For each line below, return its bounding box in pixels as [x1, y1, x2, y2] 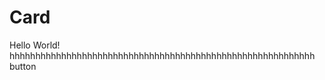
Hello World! [9, 39, 61, 51]
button [9, 60, 37, 72]
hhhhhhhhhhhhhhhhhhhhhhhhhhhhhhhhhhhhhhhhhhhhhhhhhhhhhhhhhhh [9, 49, 316, 61]
